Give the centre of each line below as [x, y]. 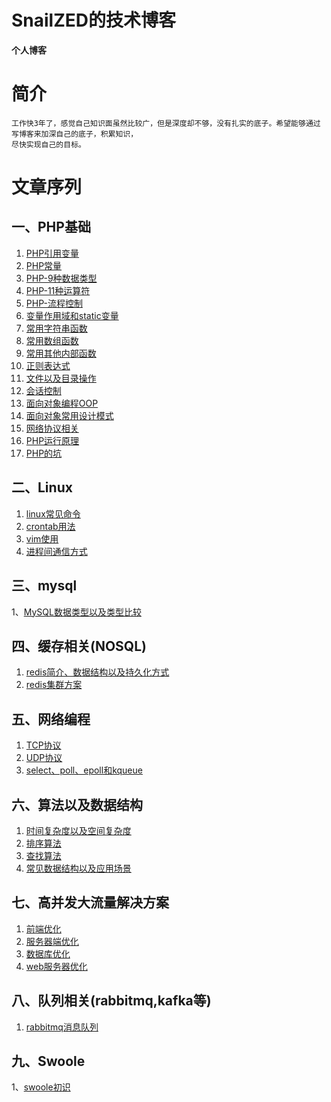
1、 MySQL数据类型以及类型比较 [76, 612]
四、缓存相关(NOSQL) [79, 646]
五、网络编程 [51, 719]
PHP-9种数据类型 [61, 278]
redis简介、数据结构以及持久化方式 [97, 672]
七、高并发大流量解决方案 [90, 902]
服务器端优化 [52, 941]
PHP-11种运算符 [58, 290]
